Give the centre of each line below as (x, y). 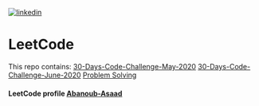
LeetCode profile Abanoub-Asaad (65, 93)
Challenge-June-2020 (45, 75)
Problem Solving (110, 75)
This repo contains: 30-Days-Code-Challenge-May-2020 (102, 66)
